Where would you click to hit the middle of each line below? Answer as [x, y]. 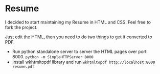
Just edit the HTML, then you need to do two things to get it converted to [79, 37]
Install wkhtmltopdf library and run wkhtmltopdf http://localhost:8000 [83, 62]
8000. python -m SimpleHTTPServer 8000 [53, 56]
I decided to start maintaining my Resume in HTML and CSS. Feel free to [78, 22]
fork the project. [21, 27]
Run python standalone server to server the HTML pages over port [79, 51]
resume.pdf [23, 67]
